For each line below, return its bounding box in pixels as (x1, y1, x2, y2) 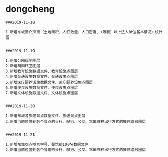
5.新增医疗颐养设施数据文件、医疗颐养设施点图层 (5, 80, 93, 85)
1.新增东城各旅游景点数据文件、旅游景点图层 (5, 113, 86, 119)
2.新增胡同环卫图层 (5, 63, 41, 68)
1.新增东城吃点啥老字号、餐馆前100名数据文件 (5, 142, 89, 147)
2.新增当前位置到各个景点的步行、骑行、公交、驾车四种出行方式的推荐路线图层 (5, 119, 146, 124)
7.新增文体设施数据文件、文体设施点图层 (5, 90, 78, 95)
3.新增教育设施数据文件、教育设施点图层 (5, 69, 78, 74)
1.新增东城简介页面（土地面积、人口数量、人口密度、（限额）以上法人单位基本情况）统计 (5, 29, 163, 34)
